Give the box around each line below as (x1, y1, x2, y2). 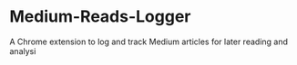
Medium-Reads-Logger (9, 6, 191, 27)
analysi (9, 45, 36, 56)
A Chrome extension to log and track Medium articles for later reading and (9, 36, 289, 47)
